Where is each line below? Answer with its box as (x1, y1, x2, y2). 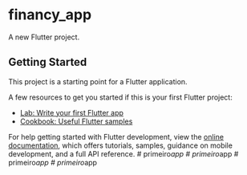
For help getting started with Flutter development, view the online (8, 132, 225, 141)
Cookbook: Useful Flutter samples (19, 116, 133, 126)
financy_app (8, 6, 92, 24)
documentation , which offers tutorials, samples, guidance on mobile (8, 140, 233, 150)
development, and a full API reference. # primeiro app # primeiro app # (8, 149, 239, 158)
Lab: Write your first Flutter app (19, 108, 124, 117)
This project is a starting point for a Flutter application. (8, 76, 188, 86)
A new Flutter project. (8, 32, 80, 42)
